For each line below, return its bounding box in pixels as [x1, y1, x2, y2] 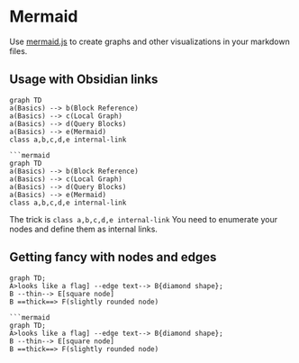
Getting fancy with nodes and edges [9, 250, 217, 265]
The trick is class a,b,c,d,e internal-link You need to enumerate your [9, 213, 277, 224]
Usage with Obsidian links [9, 72, 159, 87]
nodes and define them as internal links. [9, 223, 158, 234]
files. [9, 45, 28, 56]
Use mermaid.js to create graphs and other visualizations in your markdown [9, 36, 290, 47]
